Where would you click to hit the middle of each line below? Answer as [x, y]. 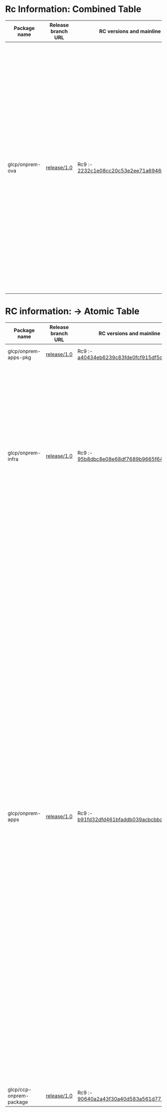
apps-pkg [19, 357]
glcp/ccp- [20, 1090]
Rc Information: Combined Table [73, 9]
